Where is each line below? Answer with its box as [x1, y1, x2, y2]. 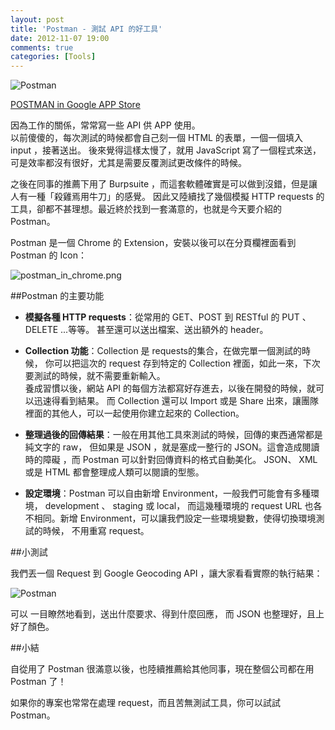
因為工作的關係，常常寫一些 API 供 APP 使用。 [10, 119, 201, 131]
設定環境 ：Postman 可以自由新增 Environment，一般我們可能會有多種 [24, 487, 312, 500]
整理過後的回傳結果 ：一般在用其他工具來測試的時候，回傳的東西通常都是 [24, 429, 323, 441]
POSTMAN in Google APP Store [10, 99, 141, 111]
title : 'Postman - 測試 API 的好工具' [10, 24, 163, 34]
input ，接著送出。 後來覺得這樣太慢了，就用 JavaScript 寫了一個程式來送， [10, 144, 322, 156]
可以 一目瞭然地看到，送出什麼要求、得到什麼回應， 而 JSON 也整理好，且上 [10, 608, 325, 620]
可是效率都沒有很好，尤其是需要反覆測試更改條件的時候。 [10, 157, 247, 169]
